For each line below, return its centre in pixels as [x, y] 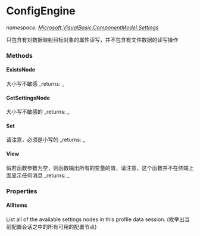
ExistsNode [21, 70]
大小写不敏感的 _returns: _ [38, 112]
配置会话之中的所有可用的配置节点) [54, 226]
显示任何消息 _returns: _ [40, 175]
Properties [22, 191]
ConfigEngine [41, 11]
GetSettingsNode [28, 98]
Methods [19, 55]
